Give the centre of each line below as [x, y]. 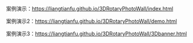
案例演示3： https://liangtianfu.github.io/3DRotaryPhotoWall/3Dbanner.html [96, 34]
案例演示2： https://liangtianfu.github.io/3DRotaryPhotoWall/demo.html [92, 21]
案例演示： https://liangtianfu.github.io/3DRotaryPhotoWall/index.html [90, 9]
